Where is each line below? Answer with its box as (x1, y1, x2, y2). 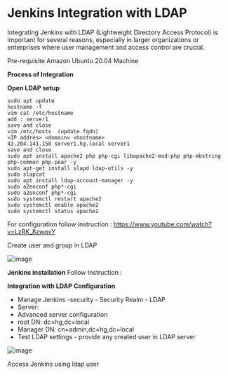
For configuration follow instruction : (7, 219, 112, 229)
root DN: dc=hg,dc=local (17, 318, 90, 326)
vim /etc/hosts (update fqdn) (7, 128, 99, 135)
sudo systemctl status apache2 (7, 207, 99, 214)
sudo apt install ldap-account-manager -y (7, 177, 133, 184)
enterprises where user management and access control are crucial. (7, 43, 205, 51)
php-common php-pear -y (7, 158, 77, 165)
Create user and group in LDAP (7, 240, 98, 250)
